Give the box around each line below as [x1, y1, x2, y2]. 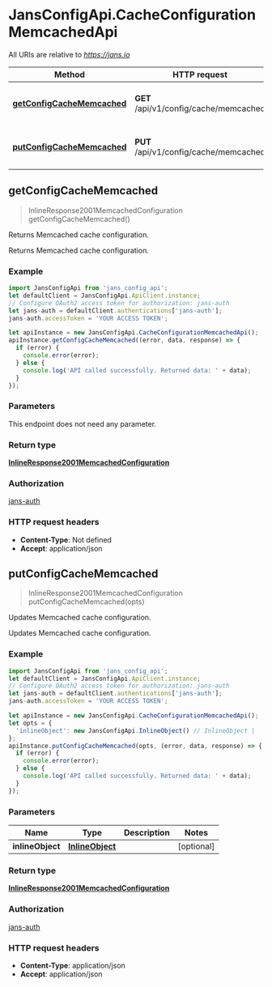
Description [124, 827, 170, 839]
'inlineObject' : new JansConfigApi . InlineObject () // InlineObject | [15, 726, 255, 734]
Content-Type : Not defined [19, 534, 112, 544]
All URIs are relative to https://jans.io [8, 49, 130, 59]
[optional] [177, 840, 215, 852]
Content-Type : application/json [19, 960, 125, 970]
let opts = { [8, 719, 53, 727]
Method [53, 69, 85, 80]
